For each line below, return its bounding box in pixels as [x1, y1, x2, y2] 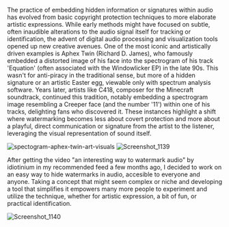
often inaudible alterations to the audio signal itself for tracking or [7, 27, 191, 36]
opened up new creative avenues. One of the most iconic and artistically [7, 42, 211, 50]
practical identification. [7, 200, 72, 207]
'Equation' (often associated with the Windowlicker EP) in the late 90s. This [7, 64, 219, 72]
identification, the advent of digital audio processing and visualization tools [7, 35, 218, 43]
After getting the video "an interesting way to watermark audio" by [7, 156, 195, 163]
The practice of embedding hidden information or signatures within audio [7, 6, 213, 14]
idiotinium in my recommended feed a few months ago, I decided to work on [7, 163, 222, 171]
